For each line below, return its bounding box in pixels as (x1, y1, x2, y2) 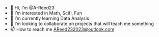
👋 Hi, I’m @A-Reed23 (10, 5, 55, 10)
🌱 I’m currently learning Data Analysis (10, 15, 89, 21)
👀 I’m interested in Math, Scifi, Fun (10, 10, 83, 16)
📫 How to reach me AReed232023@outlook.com (10, 26, 115, 32)
